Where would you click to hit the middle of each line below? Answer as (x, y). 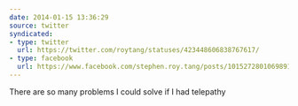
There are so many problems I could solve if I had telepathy (118, 91)
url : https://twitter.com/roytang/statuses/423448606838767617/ (138, 50)
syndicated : (31, 34)
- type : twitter (39, 42)
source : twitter (39, 26)
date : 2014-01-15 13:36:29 (59, 17)
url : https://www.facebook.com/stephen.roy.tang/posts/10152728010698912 (156, 67)
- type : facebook (41, 58)
